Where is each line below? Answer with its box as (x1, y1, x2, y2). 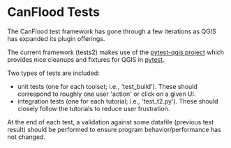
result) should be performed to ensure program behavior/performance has (7, 125, 221, 133)
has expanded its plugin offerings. (7, 34, 105, 42)
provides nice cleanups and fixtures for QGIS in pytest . (7, 55, 165, 63)
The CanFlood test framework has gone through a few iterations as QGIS (7, 27, 216, 35)
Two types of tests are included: (7, 69, 100, 77)
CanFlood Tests (7, 4, 100, 20)
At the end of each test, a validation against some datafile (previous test (7, 117, 214, 126)
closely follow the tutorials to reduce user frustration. (17, 104, 170, 113)
